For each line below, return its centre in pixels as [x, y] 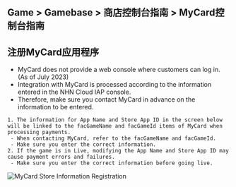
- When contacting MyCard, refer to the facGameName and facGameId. [113, 139]
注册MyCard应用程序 [53, 52]
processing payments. [39, 133]
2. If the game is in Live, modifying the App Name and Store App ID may [118, 151]
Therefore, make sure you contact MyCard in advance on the [106, 99]
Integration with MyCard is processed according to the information [114, 85]
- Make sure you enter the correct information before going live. [112, 163]
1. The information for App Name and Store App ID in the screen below [115, 120]
